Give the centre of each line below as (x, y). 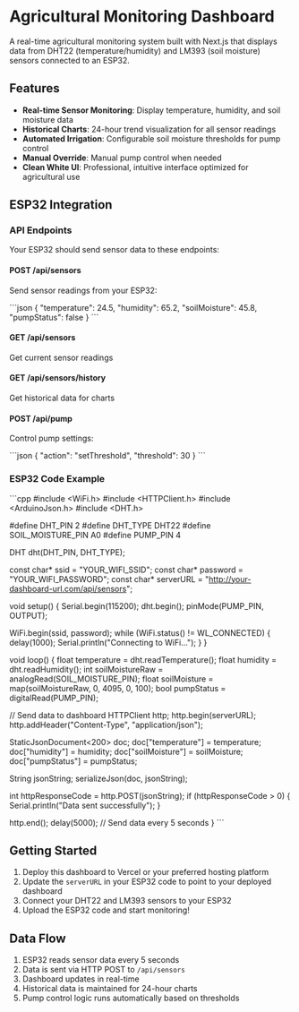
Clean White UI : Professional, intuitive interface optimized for (135, 167)
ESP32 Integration (61, 205)
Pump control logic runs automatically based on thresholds (131, 998)
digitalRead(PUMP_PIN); (54, 698)
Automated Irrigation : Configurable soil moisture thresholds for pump (151, 138)
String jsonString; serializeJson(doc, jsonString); (98, 778)
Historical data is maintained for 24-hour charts (110, 989)
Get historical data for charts (62, 398)
